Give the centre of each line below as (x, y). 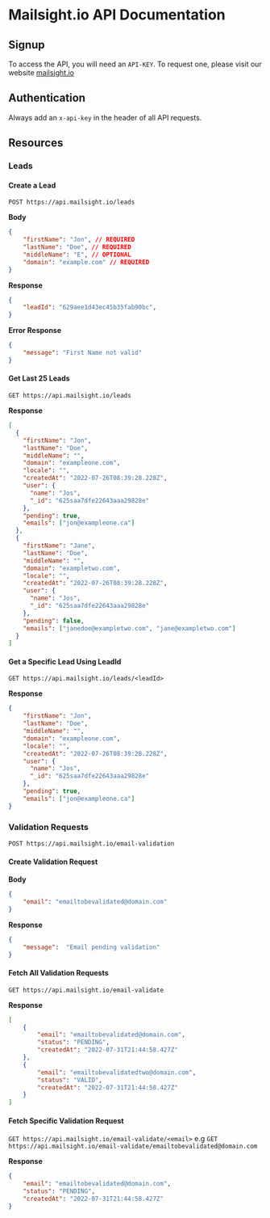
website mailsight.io (42, 73)
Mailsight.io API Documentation (117, 15)
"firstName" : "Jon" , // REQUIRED (79, 240)
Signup (27, 45)
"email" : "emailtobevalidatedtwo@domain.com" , (117, 1073)
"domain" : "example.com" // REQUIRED (86, 262)
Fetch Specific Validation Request (66, 1120)
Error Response (35, 331)
